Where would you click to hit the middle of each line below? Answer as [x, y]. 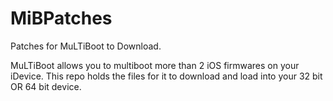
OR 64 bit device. [46, 86]
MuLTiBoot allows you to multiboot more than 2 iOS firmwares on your [155, 65]
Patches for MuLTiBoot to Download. [86, 46]
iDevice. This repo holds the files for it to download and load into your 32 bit [166, 76]
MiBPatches [61, 18]
